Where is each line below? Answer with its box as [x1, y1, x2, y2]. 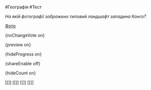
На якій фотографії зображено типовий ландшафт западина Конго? [5, 14, 146, 19]
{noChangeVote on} [5, 33, 45, 38]
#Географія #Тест [5, 4, 42, 10]
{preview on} [5, 42, 31, 48]
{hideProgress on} [5, 51, 42, 57]
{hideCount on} [5, 70, 36, 76]
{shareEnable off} [5, 61, 40, 66]
